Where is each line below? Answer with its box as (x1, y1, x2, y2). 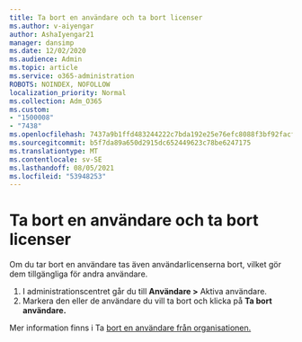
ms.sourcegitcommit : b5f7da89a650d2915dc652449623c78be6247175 (9, 138, 252, 147)
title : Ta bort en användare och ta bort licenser (9, 13, 203, 22)
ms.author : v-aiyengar (9, 22, 94, 31)
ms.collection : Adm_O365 (9, 96, 102, 106)
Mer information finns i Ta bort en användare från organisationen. (9, 322, 252, 333)
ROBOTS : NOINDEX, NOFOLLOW (9, 80, 111, 89)
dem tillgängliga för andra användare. (9, 268, 148, 279)
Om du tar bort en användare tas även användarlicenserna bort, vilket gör (9, 259, 281, 270)
